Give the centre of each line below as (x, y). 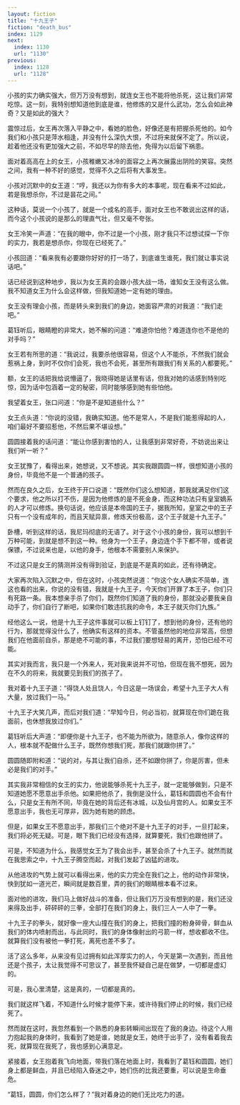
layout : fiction (31, 14)
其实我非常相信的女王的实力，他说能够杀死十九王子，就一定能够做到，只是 (117, 784)
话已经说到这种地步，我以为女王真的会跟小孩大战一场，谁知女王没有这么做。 (120, 281)
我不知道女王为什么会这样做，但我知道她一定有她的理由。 (92, 291)
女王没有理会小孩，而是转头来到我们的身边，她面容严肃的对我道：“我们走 (115, 306)
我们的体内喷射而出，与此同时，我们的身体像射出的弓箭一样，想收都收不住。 (120, 931)
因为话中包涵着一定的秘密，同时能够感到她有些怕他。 (98, 387)
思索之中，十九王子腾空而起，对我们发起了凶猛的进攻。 (101, 859)
